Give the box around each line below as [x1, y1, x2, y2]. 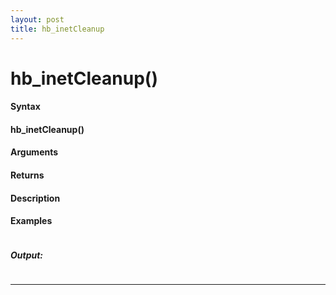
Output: [10, 249, 44, 261]
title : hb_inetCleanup [10, 24, 105, 34]
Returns [10, 169, 45, 181]
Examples [10, 215, 53, 227]
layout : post [10, 14, 65, 25]
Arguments [10, 146, 59, 158]
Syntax [10, 101, 41, 113]
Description [10, 192, 61, 204]
